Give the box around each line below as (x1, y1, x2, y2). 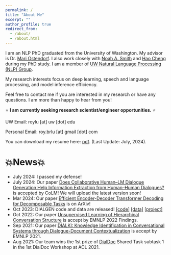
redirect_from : (5, 27, 38, 32)
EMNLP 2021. (12, 233, 41, 239)
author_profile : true (5, 21, 52, 27)
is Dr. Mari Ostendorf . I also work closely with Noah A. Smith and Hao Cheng (5, 55, 166, 61)
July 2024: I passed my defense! (12, 173, 82, 180)
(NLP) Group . (5, 66, 33, 72)
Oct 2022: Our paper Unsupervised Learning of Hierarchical (12, 211, 139, 217)
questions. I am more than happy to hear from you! (5, 96, 112, 103)
